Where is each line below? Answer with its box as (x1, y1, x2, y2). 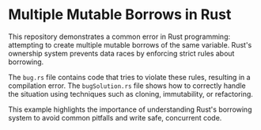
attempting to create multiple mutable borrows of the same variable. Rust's (8, 40, 252, 49)
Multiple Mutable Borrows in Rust (8, 6, 232, 24)
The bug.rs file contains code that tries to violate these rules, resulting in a (8, 72, 251, 82)
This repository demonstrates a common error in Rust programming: (8, 32, 231, 41)
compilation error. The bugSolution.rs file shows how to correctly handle (8, 81, 247, 90)
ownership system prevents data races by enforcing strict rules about (8, 48, 235, 58)
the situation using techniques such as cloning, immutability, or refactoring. (8, 89, 253, 98)
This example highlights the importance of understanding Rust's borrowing (8, 105, 252, 114)
